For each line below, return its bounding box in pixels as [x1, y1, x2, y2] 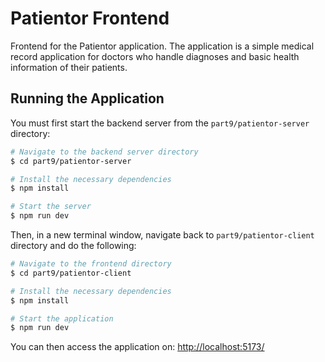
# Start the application [10, 313, 114, 324]
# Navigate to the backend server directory [10, 147, 199, 157]
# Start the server [10, 202, 92, 212]
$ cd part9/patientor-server [10, 156, 132, 166]
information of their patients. [10, 61, 128, 73]
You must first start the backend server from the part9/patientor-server [10, 117, 310, 129]
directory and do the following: [10, 240, 137, 251]
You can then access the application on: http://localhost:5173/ [10, 341, 265, 353]
